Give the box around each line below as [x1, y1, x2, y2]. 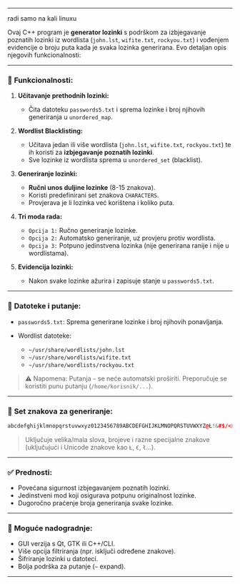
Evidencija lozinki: [17, 263, 74, 271]
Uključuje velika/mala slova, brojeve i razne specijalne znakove [24, 435, 210, 443]
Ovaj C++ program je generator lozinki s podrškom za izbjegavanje [7, 28, 206, 36]
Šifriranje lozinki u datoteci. [17, 555, 99, 563]
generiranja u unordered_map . [28, 113, 113, 121]
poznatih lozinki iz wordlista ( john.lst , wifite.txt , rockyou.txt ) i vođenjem [7, 36, 229, 44]
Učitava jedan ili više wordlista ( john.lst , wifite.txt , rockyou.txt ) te [28, 141, 231, 149]
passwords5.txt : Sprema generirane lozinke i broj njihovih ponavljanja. [17, 317, 224, 326]
